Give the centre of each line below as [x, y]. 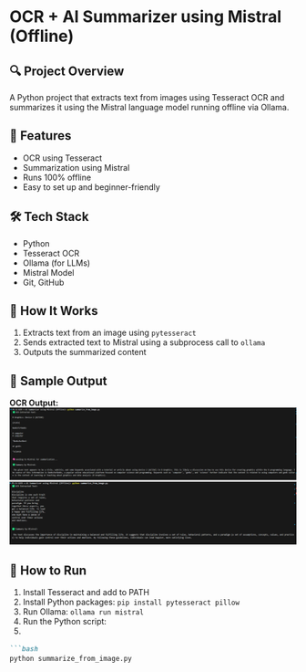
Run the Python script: [65, 622]
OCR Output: [34, 403]
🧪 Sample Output [58, 381]
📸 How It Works [54, 311]
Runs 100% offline [57, 177]
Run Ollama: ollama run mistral [83, 612]
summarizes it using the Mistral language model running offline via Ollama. [149, 107]
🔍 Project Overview [67, 71]
